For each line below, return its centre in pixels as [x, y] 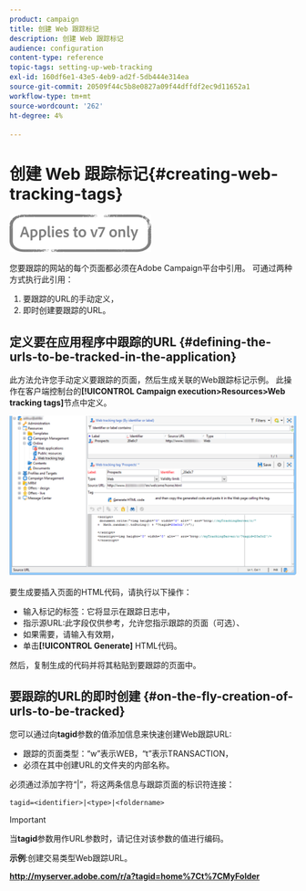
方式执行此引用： [41, 279]
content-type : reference [56, 58]
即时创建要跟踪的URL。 [66, 310]
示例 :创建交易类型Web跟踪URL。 [71, 858]
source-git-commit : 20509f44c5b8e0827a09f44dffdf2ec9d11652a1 [130, 87]
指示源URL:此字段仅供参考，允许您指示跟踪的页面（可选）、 [133, 623]
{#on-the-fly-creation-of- [219, 696]
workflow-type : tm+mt [51, 96]
